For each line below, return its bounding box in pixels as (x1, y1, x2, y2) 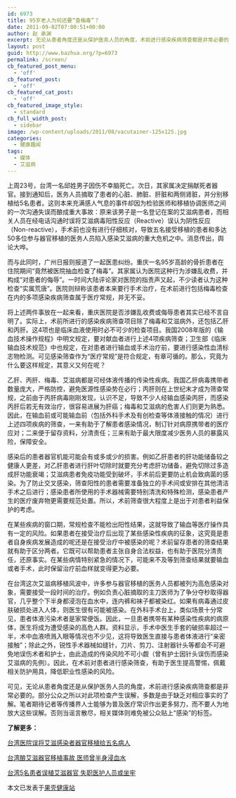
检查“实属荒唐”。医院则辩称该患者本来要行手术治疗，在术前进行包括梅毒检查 (7, 284, 228, 292)
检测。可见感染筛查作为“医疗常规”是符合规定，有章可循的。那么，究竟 (19, 351, 223, 360)
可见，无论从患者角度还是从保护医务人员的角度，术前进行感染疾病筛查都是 (7, 682, 223, 690)
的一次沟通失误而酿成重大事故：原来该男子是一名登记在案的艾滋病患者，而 (7, 207, 223, 216)
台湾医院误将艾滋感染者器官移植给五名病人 (7, 738, 131, 747)
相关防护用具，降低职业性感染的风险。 (7, 667, 118, 675)
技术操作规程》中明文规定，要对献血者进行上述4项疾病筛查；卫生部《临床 (13, 334, 227, 342)
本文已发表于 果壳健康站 (7, 783, 75, 792)
